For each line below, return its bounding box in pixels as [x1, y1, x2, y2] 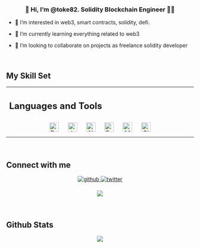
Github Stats [6, 219, 54, 230]
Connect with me [6, 160, 71, 170]
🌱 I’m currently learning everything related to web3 [14, 30, 140, 37]
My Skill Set [6, 71, 51, 81]
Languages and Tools [9, 100, 102, 112]
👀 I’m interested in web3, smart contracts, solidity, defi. [14, 19, 150, 26]
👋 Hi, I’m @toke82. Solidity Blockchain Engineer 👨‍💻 [24, 5, 176, 14]
